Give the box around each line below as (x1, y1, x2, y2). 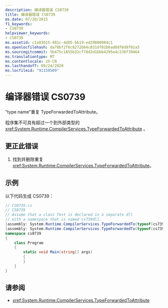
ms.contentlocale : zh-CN (5, 59, 57, 64)
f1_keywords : (5, 21, 32, 27)
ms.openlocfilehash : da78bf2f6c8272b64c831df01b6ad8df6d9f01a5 (5, 45, 140, 50)
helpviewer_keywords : (5, 31, 50, 36)
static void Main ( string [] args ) (23, 250, 93, 255)
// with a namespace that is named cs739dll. (5, 217, 101, 222)
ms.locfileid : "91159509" (5, 68, 59, 73)
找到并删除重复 (12, 156, 43, 162)
